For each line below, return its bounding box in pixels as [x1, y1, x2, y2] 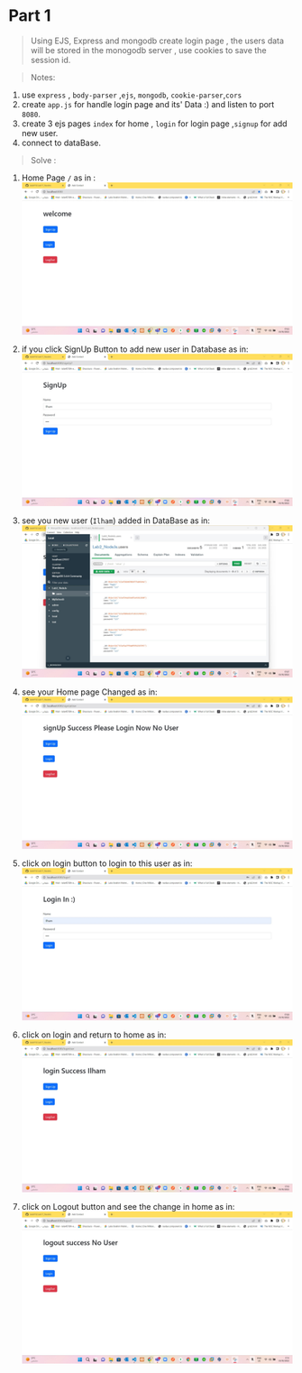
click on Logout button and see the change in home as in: [21, 1201, 235, 1212]
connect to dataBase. [21, 137, 101, 148]
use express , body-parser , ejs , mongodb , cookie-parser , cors [21, 89, 243, 100]
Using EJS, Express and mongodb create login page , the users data [30, 35, 285, 46]
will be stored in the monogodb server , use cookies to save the [30, 44, 267, 55]
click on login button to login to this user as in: [21, 858, 193, 869]
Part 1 [8, 5, 51, 26]
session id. [30, 54, 71, 65]
